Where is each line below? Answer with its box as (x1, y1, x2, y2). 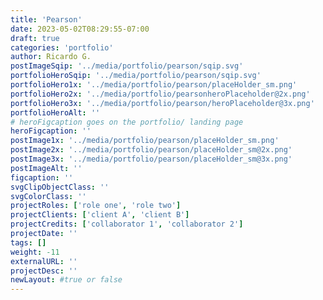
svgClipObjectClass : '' (10, 182, 110, 192)
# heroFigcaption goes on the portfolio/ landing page (10, 117, 244, 127)
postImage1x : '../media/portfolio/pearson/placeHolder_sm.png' (10, 136, 280, 146)
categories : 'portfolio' (10, 42, 114, 53)
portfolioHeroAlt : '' (10, 107, 101, 118)
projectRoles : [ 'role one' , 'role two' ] (10, 201, 182, 211)
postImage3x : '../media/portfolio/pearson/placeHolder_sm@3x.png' (10, 154, 293, 164)
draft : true (10, 33, 60, 43)
